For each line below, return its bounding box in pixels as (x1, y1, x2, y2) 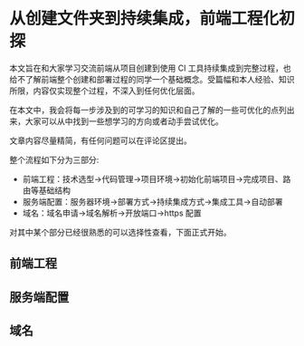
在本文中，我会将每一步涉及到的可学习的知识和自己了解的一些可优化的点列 (9, 104, 287, 115)
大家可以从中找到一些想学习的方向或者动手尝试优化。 (24, 115, 223, 127)
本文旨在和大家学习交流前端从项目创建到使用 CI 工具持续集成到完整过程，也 (9, 62, 291, 73)
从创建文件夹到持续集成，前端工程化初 (9, 8, 296, 29)
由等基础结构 (22, 185, 71, 196)
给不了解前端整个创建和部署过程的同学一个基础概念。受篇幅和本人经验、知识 (9, 73, 295, 84)
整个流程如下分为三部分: (9, 154, 100, 165)
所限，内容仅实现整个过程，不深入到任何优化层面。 (9, 85, 200, 96)
